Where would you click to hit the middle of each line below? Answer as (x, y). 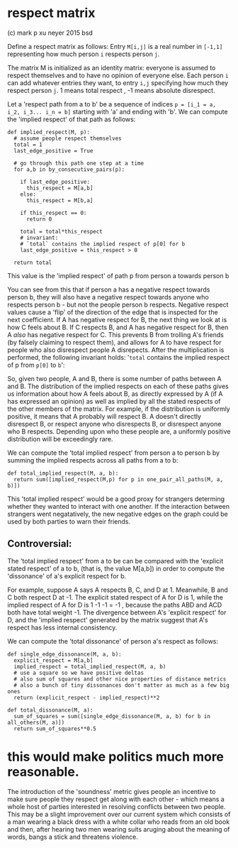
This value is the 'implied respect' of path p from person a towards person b (118, 275)
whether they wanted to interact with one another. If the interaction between (119, 506)
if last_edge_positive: (55, 182)
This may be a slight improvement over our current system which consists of (119, 814)
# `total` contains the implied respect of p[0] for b (103, 244)
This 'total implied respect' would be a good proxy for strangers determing (116, 499)
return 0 (39, 219)
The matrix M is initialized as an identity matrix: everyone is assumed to (112, 67)
